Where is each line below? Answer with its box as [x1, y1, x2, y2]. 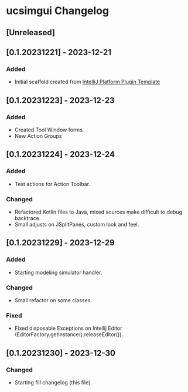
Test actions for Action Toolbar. [14, 180, 91, 187]
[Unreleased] [6, 28, 56, 38]
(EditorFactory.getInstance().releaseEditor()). [14, 331, 124, 338]
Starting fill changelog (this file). [14, 379, 93, 386]
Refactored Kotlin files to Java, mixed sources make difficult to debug [14, 208, 183, 215]
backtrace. [14, 214, 41, 221]
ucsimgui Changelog [6, 4, 110, 18]
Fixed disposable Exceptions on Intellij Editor [14, 325, 122, 332]
